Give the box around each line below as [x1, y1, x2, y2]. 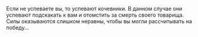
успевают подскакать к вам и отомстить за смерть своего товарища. [6, 11, 184, 18]
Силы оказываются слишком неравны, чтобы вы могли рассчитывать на [6, 18, 193, 24]
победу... [6, 24, 29, 31]
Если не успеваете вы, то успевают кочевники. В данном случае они [6, 5, 182, 12]
